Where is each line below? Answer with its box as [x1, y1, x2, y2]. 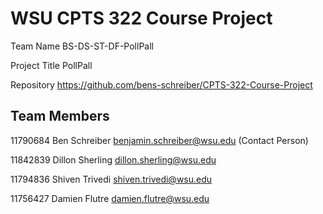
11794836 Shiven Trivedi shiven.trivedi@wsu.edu [10, 173, 213, 185]
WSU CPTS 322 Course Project [10, 7, 273, 30]
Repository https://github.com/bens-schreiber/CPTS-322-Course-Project [10, 78, 313, 91]
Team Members [10, 108, 110, 125]
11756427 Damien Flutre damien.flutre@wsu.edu [10, 192, 210, 204]
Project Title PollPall [10, 59, 93, 71]
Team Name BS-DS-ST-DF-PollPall [10, 40, 154, 52]
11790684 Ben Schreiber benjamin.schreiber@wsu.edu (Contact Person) [10, 134, 309, 146]
